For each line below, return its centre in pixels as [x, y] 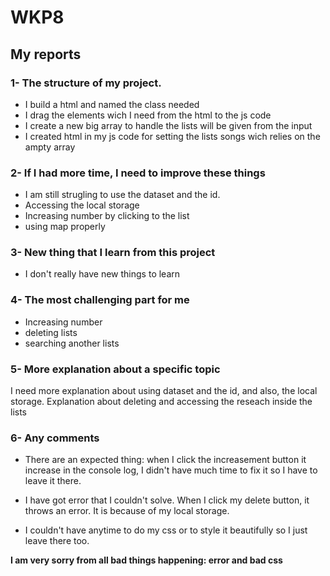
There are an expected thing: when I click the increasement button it [165, 460]
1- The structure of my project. [86, 83]
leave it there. [53, 481]
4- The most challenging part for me [100, 300]
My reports [46, 54]
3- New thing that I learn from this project [113, 253]
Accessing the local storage [82, 205]
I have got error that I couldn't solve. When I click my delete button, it [167, 500]
